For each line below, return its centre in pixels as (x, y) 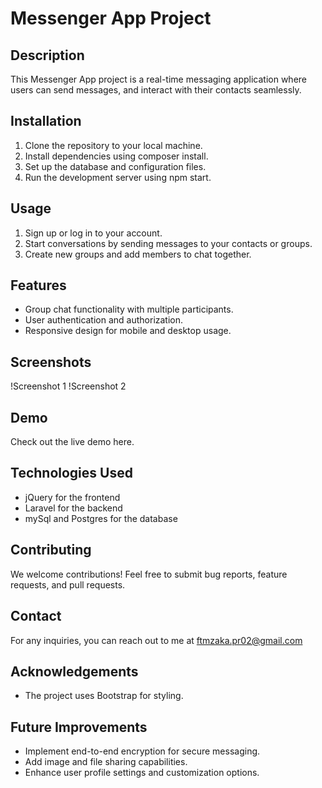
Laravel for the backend (73, 508)
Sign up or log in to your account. (93, 233)
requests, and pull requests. (68, 584)
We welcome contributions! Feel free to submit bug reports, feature (149, 574)
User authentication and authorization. (104, 320)
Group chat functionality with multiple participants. (129, 309)
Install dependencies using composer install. (116, 156)
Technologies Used (71, 473)
